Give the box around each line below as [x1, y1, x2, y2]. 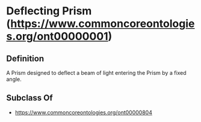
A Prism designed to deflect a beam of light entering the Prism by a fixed [6, 69, 187, 76]
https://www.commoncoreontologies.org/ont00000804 [14, 109, 152, 116]
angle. [6, 76, 22, 83]
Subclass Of [6, 93, 53, 103]
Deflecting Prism [6, 4, 92, 18]
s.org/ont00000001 [6, 30, 108, 43]
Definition [6, 53, 44, 63]
